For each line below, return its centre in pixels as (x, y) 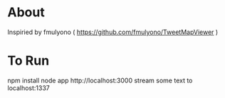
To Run (28, 61)
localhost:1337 (28, 88)
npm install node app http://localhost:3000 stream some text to (100, 80)
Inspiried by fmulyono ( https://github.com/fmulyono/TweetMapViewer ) (113, 32)
